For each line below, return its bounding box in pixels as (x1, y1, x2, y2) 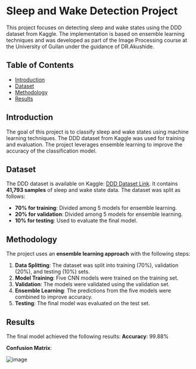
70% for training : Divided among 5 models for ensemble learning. (14, 204, 178, 212)
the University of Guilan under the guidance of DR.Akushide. (6, 43, 155, 50)
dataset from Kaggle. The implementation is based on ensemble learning (6, 30, 185, 37)
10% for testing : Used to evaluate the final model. (14, 217, 138, 224)
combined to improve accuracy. (14, 293, 93, 300)
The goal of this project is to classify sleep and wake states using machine (6, 128, 189, 135)
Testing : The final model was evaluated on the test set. (14, 300, 150, 307)
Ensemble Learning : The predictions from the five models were (14, 287, 172, 294)
